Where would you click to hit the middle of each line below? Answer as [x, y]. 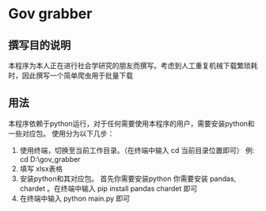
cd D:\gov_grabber [50, 159]
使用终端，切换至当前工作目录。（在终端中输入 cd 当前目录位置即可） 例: [137, 150]
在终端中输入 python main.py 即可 [75, 198]
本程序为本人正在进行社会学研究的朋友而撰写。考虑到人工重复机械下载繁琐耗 [133, 65]
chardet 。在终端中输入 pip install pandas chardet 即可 [108, 188]
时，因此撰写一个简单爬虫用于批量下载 [70, 75]
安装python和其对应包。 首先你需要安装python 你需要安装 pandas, [128, 178]
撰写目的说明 [40, 45]
